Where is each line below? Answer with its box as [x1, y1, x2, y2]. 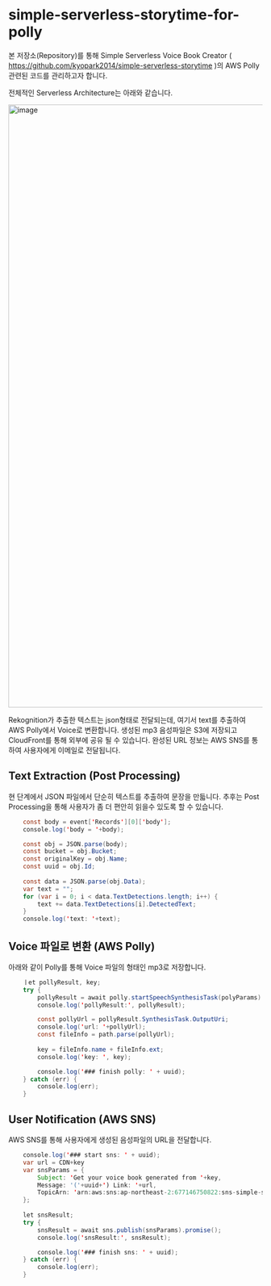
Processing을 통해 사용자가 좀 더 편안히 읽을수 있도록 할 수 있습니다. [8, 802, 224, 811]
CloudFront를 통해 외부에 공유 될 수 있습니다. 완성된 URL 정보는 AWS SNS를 [8, 735, 250, 744]
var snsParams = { [23, 1166, 85, 1174]
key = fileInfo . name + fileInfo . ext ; [37, 1045, 164, 1054]
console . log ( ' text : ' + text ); [23, 915, 121, 924]
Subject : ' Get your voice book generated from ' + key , [37, 1173, 222, 1182]
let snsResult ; [23, 1211, 74, 1219]
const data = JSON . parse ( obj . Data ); [23, 878, 147, 886]
